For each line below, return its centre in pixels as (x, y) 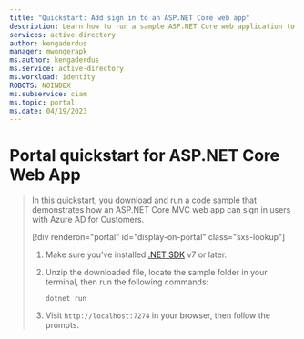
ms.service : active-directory (67, 69)
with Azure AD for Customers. (88, 220)
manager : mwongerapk (49, 52)
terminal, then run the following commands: (127, 282)
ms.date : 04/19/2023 (49, 111)
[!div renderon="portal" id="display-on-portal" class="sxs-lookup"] (158, 237)
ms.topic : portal (42, 102)
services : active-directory (63, 35)
